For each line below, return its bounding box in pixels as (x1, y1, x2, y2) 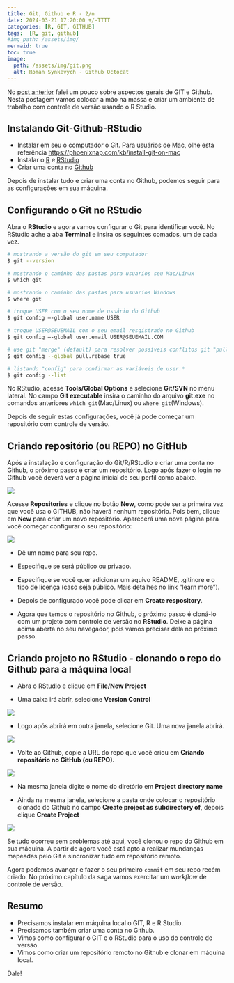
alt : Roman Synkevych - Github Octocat (13, 68, 130, 75)
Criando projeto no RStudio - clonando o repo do (7, 652, 221, 664)
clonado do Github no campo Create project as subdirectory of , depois (17, 803, 224, 811)
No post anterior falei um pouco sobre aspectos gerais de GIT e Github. (7, 88, 212, 96)
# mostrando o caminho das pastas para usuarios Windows (7, 289, 176, 296)
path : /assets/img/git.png (13, 62, 92, 69)
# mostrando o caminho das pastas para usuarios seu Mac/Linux (7, 269, 195, 277)
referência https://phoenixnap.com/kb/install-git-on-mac (17, 148, 181, 157)
